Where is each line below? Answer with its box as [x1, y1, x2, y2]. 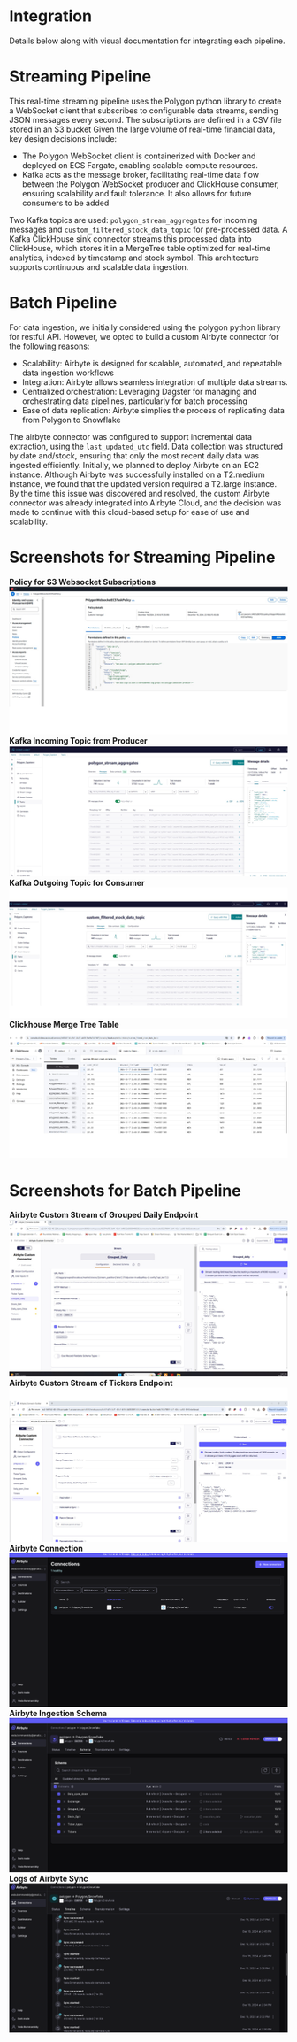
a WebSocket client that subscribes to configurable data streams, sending [9, 104, 278, 116]
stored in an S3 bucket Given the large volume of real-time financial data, [9, 124, 276, 135]
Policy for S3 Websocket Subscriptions [9, 576, 156, 587]
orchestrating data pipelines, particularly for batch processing [21, 396, 247, 406]
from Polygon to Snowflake [21, 414, 121, 425]
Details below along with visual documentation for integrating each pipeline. [9, 35, 286, 46]
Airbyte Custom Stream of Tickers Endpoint [9, 1377, 173, 1388]
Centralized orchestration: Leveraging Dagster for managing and [21, 386, 258, 397]
